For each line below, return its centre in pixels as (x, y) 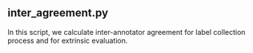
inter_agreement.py (58, 13)
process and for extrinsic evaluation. (68, 40)
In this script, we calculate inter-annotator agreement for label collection (127, 32)
